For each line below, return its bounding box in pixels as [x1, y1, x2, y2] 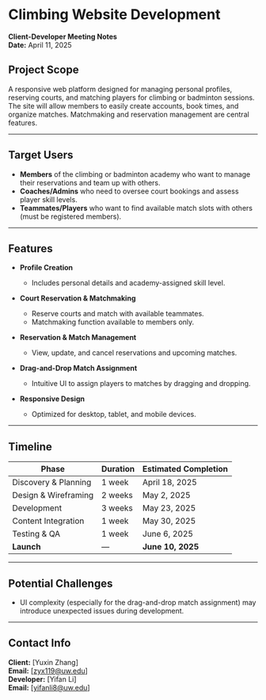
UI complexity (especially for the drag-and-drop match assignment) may [19, 598, 256, 607]
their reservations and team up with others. [19, 178, 161, 187]
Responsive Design [19, 394, 85, 404]
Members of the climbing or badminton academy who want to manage [19, 169, 251, 179]
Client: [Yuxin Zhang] [8, 657, 79, 667]
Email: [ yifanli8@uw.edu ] [8, 683, 90, 692]
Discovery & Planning [12, 477, 92, 488]
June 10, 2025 [142, 541, 199, 553]
